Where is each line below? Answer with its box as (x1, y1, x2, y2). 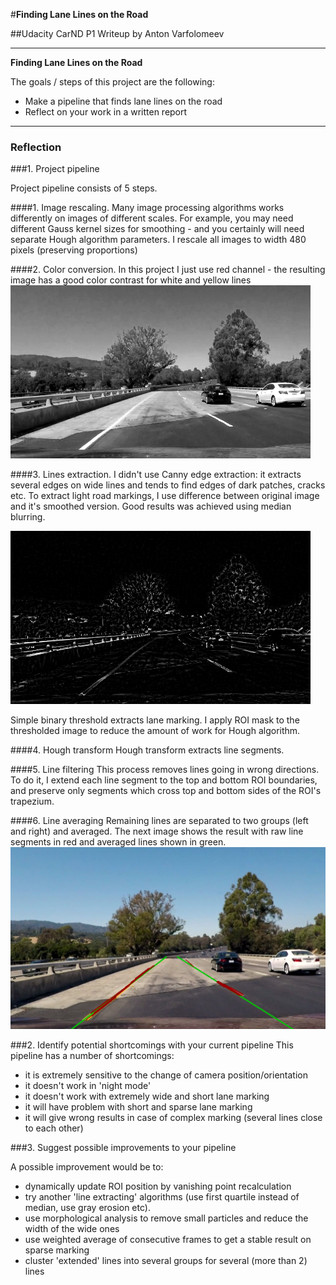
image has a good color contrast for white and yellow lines (10, 274, 252, 286)
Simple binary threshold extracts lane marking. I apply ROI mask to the (10, 714, 300, 726)
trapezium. (10, 795, 55, 808)
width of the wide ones (24, 1222, 120, 1234)
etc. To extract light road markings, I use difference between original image (10, 490, 320, 502)
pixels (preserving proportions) (10, 244, 138, 256)
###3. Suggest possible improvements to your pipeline (10, 1141, 237, 1153)
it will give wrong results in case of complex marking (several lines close (24, 1111, 323, 1123)
